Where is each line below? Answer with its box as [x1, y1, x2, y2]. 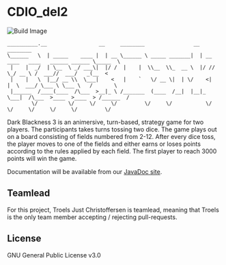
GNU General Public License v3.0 [7, 251, 101, 259]
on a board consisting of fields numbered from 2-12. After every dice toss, [7, 132, 216, 140]
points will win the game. [7, 154, 77, 162]
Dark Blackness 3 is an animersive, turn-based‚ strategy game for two [7, 118, 204, 126]
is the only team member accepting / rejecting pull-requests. [7, 213, 178, 221]
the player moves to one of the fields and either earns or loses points [7, 140, 201, 148]
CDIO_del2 [7, 4, 68, 20]
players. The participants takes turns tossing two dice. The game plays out [7, 125, 217, 134]
